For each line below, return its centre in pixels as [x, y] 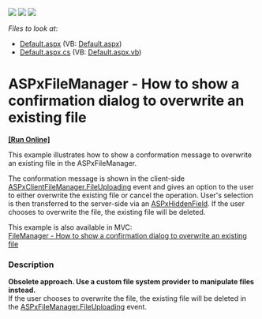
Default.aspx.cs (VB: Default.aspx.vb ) [80, 52]
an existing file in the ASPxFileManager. [72, 163]
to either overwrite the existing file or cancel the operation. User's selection [131, 195]
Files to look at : [33, 28]
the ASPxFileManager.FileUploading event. [78, 307]
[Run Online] [29, 139]
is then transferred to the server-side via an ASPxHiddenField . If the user [127, 203]
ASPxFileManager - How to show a [124, 84]
